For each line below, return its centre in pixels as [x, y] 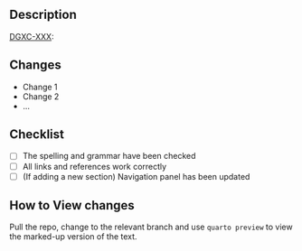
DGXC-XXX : [32, 36]
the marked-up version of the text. [73, 237]
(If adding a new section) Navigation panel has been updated [136, 176]
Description [43, 15]
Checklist [37, 135]
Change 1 [40, 87]
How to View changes [72, 205]
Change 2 [41, 96]
